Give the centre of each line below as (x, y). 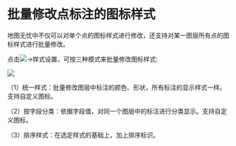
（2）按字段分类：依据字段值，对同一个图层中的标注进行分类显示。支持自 (114, 111)
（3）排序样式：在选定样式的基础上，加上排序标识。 (83, 135)
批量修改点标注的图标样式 (82, 14)
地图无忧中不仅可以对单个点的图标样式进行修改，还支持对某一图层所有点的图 (118, 35)
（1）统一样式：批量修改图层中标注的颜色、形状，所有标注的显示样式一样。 (117, 87)
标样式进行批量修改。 (38, 44)
